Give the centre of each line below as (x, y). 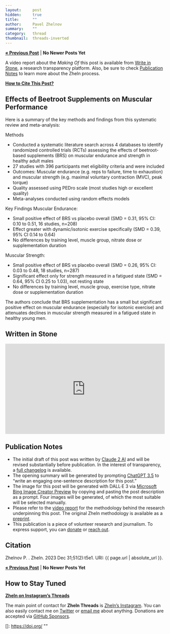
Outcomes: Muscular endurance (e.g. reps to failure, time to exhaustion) (88, 171)
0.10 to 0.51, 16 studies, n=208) (45, 224)
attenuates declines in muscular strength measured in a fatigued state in (80, 313)
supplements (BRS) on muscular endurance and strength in (89, 155)
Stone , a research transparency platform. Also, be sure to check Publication (84, 68)
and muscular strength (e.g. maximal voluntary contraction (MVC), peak (87, 177)
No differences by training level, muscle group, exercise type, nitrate (84, 286)
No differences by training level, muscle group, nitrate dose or (77, 240)
